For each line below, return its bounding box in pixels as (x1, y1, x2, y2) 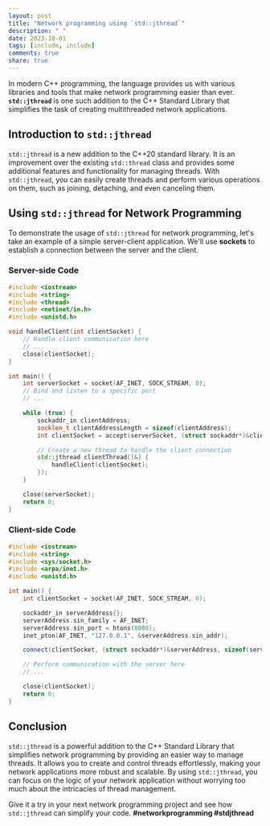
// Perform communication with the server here (22, 660, 185, 668)
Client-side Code (8, 524, 76, 536)
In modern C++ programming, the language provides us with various (8, 78, 235, 88)
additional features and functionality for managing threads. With (8, 166, 220, 175)
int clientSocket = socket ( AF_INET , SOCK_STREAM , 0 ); (22, 594, 207, 603)
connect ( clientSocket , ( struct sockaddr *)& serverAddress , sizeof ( (22, 646, 250, 654)
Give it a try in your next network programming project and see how (8, 799, 233, 809)
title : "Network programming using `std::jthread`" (8, 19, 185, 27)
